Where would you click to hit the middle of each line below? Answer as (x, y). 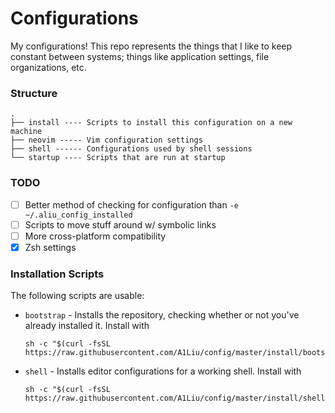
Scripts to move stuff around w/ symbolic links (120, 224)
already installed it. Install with (87, 326)
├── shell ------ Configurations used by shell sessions (131, 149)
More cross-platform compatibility (95, 236)
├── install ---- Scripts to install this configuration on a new (151, 123)
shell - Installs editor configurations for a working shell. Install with (163, 371)
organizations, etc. (48, 67)
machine (26, 132)
